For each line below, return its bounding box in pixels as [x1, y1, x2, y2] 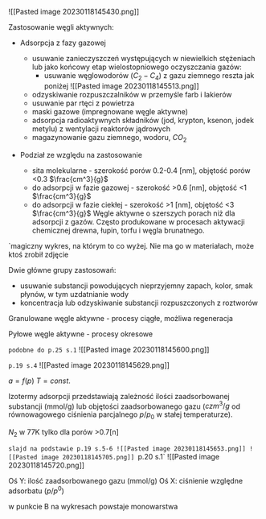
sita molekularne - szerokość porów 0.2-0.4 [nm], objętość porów [31, 165, 251, 175]
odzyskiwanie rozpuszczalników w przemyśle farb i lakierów [31, 89, 232, 99]
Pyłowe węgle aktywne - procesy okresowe [8, 329, 153, 339]
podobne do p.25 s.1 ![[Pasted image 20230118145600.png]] [8, 344, 210, 354]
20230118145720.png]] [8, 460, 85, 470]
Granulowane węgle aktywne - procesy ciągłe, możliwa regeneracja [8, 313, 233, 323]
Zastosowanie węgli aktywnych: [8, 23, 114, 31]
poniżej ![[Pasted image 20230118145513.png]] [43, 80, 199, 91]
